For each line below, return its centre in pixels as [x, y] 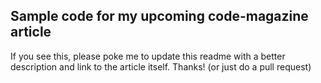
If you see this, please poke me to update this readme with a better [148, 56]
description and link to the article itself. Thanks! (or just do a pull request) [161, 66]
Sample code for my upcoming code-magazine [159, 16]
